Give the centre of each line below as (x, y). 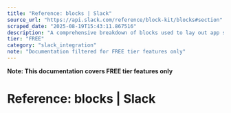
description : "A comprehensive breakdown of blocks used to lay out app (113, 33)
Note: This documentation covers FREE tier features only (90, 71)
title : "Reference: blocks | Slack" (59, 13)
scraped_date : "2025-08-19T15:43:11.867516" (72, 26)
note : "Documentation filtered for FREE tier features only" (97, 52)
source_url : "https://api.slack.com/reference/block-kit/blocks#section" (115, 20)
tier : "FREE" (26, 39)
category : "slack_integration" (52, 45)
